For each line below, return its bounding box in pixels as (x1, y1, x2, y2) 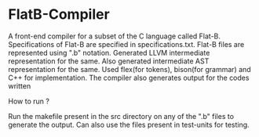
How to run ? (8, 96, 49, 106)
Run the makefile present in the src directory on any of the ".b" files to (8, 111, 234, 121)
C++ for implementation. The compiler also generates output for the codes (8, 73, 250, 82)
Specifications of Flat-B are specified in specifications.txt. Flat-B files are (8, 39, 245, 49)
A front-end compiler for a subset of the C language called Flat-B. (8, 31, 221, 41)
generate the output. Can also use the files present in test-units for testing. (8, 120, 250, 129)
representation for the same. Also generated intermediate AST (8, 56, 210, 66)
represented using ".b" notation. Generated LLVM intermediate (8, 48, 210, 57)
